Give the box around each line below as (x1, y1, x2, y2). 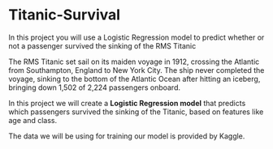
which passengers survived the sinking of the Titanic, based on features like (8, 107, 264, 117)
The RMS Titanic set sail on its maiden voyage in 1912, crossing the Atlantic (8, 57, 260, 66)
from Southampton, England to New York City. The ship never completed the (8, 65, 265, 74)
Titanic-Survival (8, 6, 120, 24)
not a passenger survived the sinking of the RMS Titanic (8, 40, 197, 50)
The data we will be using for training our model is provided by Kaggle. (8, 131, 245, 141)
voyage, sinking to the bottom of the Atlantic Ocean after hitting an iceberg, (8, 74, 261, 83)
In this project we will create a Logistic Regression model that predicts (8, 98, 246, 108)
